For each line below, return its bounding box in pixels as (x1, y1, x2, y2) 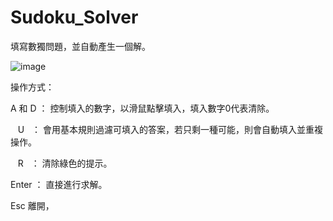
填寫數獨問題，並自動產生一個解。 (10, 40, 151, 52)
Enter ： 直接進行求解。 (10, 178, 108, 190)
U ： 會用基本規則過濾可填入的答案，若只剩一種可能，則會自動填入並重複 (17, 123, 323, 135)
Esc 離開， (10, 199, 55, 211)
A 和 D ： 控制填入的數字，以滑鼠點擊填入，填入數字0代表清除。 (10, 102, 275, 114)
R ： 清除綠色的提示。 (17, 157, 113, 169)
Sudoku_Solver (10, 6, 139, 29)
